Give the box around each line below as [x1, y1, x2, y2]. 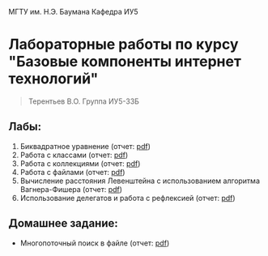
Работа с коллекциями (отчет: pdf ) [19, 158, 141, 169]
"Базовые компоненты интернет [8, 53, 241, 71]
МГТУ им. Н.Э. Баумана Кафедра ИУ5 [8, 7, 138, 16]
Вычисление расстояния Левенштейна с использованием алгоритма [19, 176, 261, 186]
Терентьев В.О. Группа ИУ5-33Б [28, 96, 140, 106]
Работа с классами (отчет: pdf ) [19, 150, 129, 160]
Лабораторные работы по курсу [8, 36, 239, 53]
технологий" [8, 70, 99, 88]
